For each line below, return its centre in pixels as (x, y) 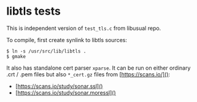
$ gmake (16, 56)
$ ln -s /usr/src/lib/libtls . (46, 51)
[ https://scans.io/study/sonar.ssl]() (59, 86)
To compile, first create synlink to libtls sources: (67, 40)
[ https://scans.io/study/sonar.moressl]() (66, 92)
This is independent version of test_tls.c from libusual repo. (84, 28)
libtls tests (34, 11)
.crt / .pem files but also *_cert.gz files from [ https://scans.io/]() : (88, 74)
